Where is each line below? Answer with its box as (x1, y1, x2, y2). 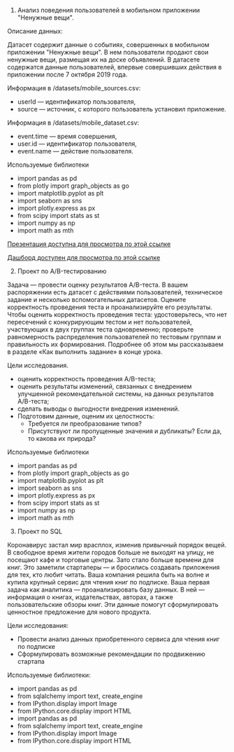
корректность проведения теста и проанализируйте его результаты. (7, 303, 213, 311)
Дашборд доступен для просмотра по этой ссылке (7, 254, 161, 261)
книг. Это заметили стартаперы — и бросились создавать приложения (7, 563, 220, 571)
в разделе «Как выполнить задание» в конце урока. (7, 348, 163, 356)
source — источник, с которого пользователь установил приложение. (17, 105, 227, 113)
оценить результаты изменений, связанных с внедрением (17, 382, 192, 390)
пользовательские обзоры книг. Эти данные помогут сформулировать (7, 601, 219, 608)
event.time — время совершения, (17, 132, 117, 140)
